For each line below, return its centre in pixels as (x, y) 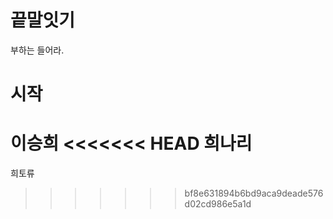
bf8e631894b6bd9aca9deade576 (254, 193)
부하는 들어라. (37, 50)
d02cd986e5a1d (218, 204)
